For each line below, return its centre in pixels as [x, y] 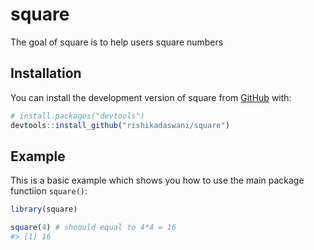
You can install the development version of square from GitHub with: [151, 97]
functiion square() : [49, 191]
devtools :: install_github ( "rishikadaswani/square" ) [120, 125]
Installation [46, 73]
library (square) [44, 209]
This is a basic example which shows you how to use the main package [157, 180]
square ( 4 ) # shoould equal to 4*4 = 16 [93, 228]
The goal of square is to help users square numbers [117, 42]
